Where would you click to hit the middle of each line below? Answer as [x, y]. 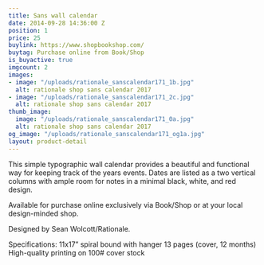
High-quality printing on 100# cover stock [77, 252]
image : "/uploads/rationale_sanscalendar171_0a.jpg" [105, 119]
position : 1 [28, 30]
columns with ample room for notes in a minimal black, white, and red [122, 181]
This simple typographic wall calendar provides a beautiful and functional [129, 164]
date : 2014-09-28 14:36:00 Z [57, 23]
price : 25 [25, 38]
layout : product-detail [48, 141]
